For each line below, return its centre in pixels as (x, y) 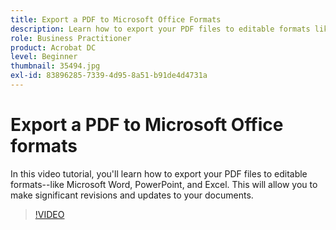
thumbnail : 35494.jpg (55, 66)
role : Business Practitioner (71, 38)
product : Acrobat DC (53, 47)
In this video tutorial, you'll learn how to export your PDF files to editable (159, 173)
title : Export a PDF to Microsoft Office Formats (116, 19)
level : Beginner (44, 57)
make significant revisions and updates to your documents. (132, 195)
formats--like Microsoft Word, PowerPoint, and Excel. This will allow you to (164, 184)
